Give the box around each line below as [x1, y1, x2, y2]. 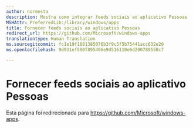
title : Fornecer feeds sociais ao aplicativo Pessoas [6, 25, 141, 31]
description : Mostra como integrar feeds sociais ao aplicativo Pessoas [6, 14, 188, 20]
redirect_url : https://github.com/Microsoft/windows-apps [6, 31, 151, 36]
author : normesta [6, 8, 49, 15]
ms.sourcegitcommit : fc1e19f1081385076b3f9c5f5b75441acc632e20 [6, 42, 164, 48]
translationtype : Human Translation [6, 36, 96, 42]
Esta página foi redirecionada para [6, 109, 89, 116]
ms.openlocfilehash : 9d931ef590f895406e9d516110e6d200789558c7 [6, 47, 164, 53]
